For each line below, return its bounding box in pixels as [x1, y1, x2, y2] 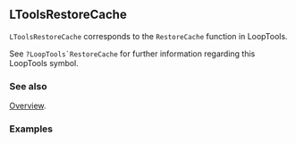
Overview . [9, 100, 47, 111]
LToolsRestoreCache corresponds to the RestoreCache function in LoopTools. [9, 30, 288, 41]
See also [9, 80, 47, 92]
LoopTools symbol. [9, 57, 79, 68]
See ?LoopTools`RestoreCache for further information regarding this [9, 48, 256, 59]
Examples [9, 123, 54, 135]
